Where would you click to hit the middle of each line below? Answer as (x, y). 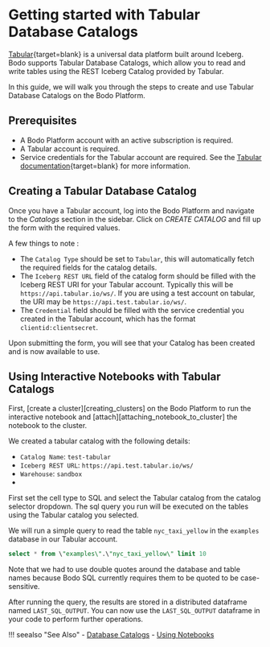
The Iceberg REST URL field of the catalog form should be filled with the (138, 276)
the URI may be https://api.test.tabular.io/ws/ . (103, 301)
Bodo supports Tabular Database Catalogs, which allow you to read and (127, 63)
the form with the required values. (64, 228)
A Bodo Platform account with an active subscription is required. (127, 140)
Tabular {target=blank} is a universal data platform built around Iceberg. (126, 54)
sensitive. (24, 587)
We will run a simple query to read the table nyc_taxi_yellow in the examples (134, 531)
